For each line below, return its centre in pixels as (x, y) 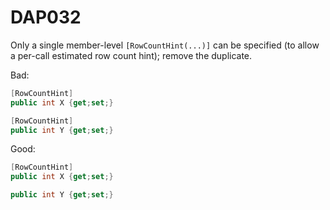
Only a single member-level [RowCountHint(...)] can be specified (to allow (165, 45)
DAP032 (46, 17)
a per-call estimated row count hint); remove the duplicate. (131, 55)
